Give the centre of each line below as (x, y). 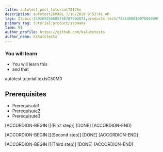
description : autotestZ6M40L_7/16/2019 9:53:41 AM (57, 14)
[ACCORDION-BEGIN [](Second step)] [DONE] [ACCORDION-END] (72, 135)
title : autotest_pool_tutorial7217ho (43, 9)
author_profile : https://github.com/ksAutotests (55, 32)
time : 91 (14, 28)
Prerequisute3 (26, 116)
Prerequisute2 (26, 111)
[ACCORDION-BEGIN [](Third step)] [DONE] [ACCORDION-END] (69, 144)
